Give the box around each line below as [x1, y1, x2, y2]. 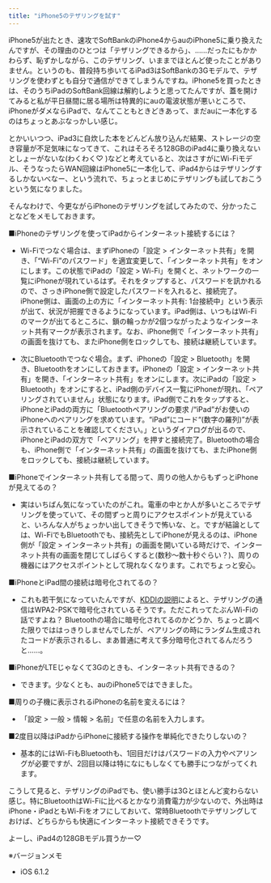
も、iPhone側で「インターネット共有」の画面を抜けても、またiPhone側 [19, 444, 257, 454]
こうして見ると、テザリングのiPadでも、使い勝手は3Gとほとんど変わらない [8, 786, 259, 796]
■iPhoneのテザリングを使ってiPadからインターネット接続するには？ [8, 228, 237, 238]
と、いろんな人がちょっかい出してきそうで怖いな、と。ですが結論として [19, 520, 260, 529]
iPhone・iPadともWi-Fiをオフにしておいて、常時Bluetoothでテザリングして [8, 806, 258, 816]
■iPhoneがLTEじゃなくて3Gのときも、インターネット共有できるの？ [8, 662, 237, 672]
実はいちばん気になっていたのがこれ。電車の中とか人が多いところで [19, 499, 248, 509]
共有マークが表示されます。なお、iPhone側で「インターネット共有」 [34, 326, 263, 336]
